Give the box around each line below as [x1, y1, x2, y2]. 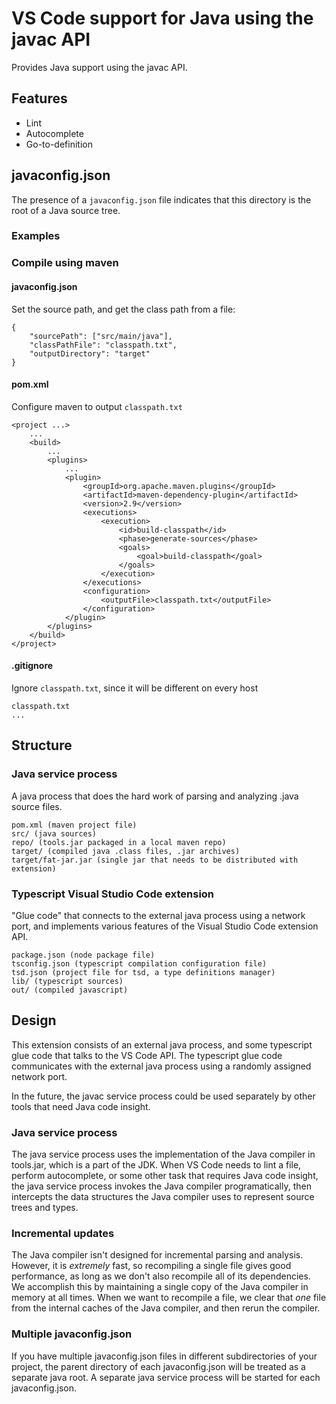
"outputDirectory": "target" [29, 348, 151, 359]
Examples [11, 229, 61, 243]
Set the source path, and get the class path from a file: [11, 303, 236, 315]
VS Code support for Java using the [11, 7, 314, 30]
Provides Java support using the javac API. [11, 61, 188, 73]
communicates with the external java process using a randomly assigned [11, 1060, 312, 1072]
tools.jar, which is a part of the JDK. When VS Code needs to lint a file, [11, 1159, 302, 1171]
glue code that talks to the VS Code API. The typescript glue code [11, 1049, 283, 1061]
